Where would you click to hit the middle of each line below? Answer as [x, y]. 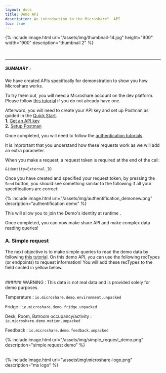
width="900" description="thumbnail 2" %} [49, 43]
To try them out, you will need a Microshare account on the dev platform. [79, 96]
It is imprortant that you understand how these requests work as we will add [82, 145]
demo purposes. [22, 288]
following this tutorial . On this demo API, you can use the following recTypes [83, 257]
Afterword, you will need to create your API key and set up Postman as [77, 110]
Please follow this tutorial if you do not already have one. [63, 101]
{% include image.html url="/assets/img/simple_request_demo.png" [74, 339]
